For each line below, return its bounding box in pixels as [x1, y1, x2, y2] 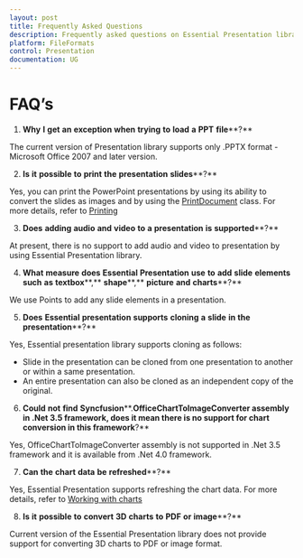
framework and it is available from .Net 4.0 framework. [9, 449, 212, 460]
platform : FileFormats [9, 38, 95, 48]
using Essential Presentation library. [9, 249, 142, 260]
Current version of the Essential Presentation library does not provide [9, 528, 267, 539]
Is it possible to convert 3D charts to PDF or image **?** [22, 511, 242, 522]
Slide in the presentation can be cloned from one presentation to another [22, 356, 293, 367]
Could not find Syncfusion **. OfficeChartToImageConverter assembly [22, 403, 290, 414]
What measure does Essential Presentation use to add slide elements [22, 267, 291, 278]
